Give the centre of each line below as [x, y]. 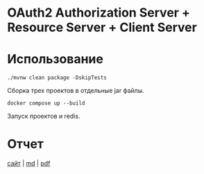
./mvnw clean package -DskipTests [57, 78]
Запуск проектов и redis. [44, 116]
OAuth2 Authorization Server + [99, 13]
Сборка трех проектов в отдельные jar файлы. [76, 91]
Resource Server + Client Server [102, 27]
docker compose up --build [46, 103]
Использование [56, 59]
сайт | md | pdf [29, 164]
